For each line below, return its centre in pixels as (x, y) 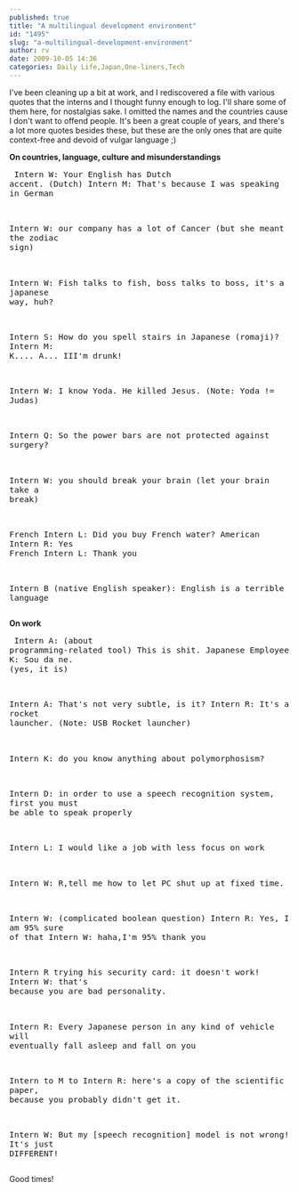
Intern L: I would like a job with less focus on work (137, 847)
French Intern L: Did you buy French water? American (135, 534)
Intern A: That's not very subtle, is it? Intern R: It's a (149, 704)
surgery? (29, 445)
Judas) (24, 401)
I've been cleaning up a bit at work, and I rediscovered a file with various (142, 92)
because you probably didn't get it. (95, 1099)
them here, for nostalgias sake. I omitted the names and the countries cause (149, 111)
